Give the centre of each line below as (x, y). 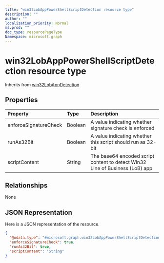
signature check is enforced (123, 128)
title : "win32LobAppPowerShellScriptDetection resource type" (70, 9)
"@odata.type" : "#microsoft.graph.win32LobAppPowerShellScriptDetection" (86, 238)
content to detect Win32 (118, 162)
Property (18, 113)
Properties (21, 100)
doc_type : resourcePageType (34, 32)
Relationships (26, 186)
